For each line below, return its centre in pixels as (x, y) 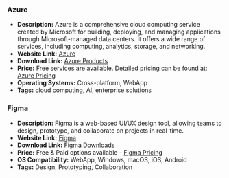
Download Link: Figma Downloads (66, 145)
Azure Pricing (36, 76)
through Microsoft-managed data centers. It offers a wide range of (111, 39)
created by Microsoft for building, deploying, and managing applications (119, 32)
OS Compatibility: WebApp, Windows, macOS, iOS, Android (102, 159)
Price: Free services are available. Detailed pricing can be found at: (112, 68)
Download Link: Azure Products (62, 61)
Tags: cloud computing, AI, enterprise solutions (84, 90)
